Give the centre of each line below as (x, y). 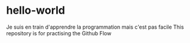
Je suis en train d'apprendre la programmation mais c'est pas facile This (95, 27)
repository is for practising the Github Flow (59, 33)
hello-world (36, 10)
